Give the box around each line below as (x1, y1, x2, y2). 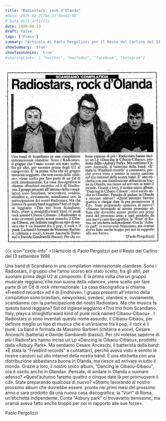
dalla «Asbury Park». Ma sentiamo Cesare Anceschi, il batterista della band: (5, 342, 160, 348)
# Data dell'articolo (5, 18, 50, 23)
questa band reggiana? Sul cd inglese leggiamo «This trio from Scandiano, (5, 305, 157, 311)
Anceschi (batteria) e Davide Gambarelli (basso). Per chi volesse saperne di (5, 331, 160, 337)
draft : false (5, 29, 32, 34)
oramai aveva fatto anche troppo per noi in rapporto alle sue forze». (5, 400, 144, 406)
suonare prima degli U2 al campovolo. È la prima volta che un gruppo (5, 273, 147, 279)
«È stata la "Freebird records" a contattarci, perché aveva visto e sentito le (5, 347, 157, 353)
